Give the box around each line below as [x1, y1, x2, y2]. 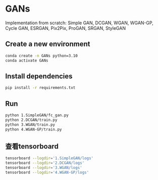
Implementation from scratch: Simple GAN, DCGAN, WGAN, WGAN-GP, [5, 20, 154, 26]
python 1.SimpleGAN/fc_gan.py [5, 113, 69, 118]
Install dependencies [5, 72, 73, 80]
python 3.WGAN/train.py [5, 122, 56, 127]
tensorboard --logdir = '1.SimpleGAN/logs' [5, 156, 94, 161]
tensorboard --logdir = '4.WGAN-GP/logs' [5, 170, 89, 175]
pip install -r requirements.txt [5, 85, 76, 91]
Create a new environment [5, 40, 90, 49]
